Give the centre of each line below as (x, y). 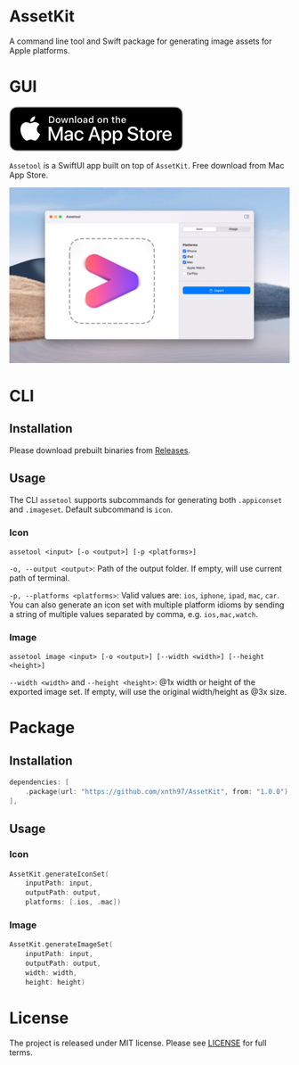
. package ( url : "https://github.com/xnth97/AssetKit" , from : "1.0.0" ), (159, 792)
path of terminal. (40, 578)
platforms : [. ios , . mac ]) (73, 903)
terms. (21, 1052)
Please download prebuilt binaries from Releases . (100, 450)
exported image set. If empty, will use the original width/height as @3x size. (148, 692)
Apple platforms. (40, 50)
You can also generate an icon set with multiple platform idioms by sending (147, 605)
